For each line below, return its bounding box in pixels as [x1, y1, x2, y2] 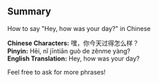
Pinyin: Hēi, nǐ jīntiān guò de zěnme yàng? [7, 46, 130, 55]
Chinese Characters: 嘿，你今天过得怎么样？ [7, 39, 139, 47]
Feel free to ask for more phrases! [7, 68, 106, 76]
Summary [7, 6, 51, 18]
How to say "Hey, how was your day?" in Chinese [7, 24, 151, 32]
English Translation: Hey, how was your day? [7, 54, 140, 63]
